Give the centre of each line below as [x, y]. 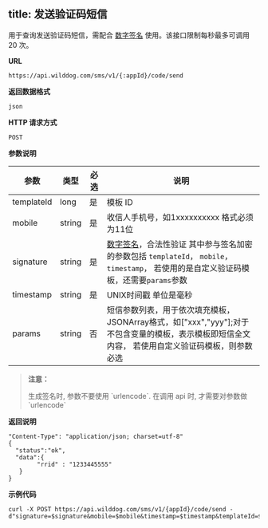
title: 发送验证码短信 [58, 14]
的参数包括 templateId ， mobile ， [169, 256]
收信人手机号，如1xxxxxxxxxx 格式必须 [180, 217]
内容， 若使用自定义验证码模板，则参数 [179, 345]
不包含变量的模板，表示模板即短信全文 [179, 333]
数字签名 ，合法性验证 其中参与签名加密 [179, 244]
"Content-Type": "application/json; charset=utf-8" [96, 436]
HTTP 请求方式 [33, 122]
